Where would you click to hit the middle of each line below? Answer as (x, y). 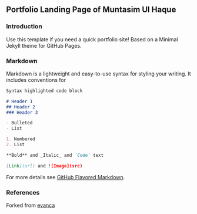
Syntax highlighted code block (44, 91)
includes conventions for (36, 80)
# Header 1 (19, 101)
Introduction (24, 27)
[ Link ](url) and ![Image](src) (44, 166)
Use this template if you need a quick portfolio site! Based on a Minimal (92, 39)
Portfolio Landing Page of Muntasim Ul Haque (91, 10)
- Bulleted (19, 123)
